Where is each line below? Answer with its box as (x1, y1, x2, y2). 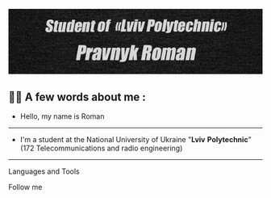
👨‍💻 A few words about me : (8, 90, 147, 103)
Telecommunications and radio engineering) (35, 143, 183, 153)
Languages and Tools (8, 166, 81, 176)
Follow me (8, 182, 43, 192)
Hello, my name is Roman (19, 111, 105, 121)
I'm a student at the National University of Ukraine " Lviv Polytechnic (19, 134, 248, 144)
